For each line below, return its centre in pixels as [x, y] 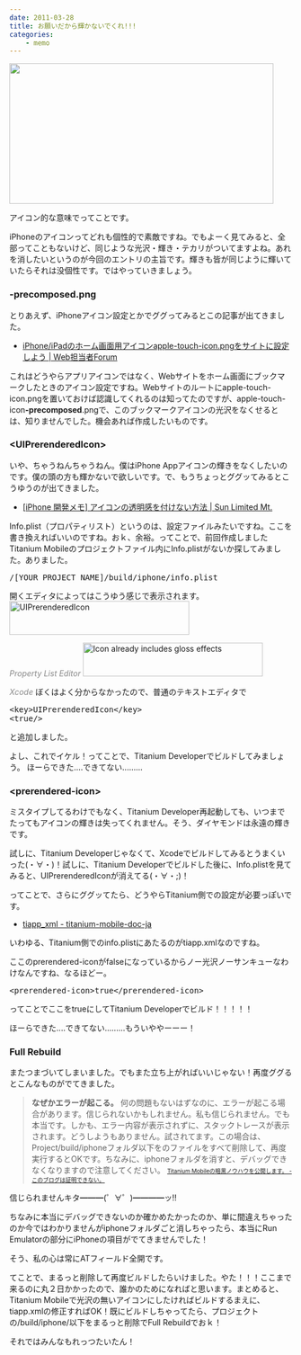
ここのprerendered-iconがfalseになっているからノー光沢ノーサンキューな [145, 962]
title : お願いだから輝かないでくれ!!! [73, 26]
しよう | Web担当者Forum [70, 357]
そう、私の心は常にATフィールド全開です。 [89, 1259]
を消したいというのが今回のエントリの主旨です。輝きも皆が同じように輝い [147, 259]
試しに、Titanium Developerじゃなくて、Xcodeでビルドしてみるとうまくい [147, 853]
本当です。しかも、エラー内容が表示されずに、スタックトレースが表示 [160, 1126]
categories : [31, 34]
